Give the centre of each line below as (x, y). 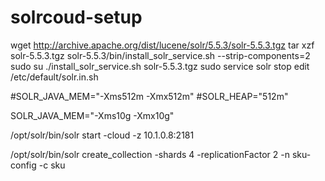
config (23, 165)
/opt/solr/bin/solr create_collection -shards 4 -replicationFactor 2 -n (150, 154)
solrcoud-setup (76, 17)
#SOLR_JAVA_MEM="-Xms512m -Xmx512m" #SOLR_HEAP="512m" (149, 96)
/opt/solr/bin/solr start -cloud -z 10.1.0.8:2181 (102, 135)
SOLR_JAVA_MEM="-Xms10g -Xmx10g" (92, 115)
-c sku (52, 165)
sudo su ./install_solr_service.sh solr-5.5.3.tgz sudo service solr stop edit (160, 66)
